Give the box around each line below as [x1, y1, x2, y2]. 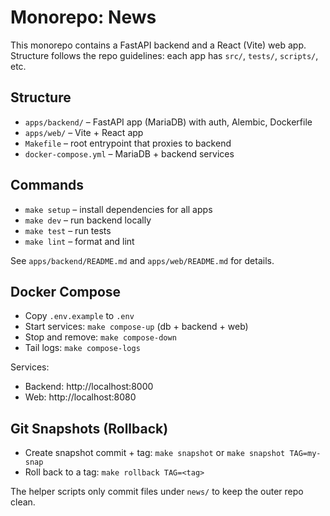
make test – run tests [24, 224, 112, 236]
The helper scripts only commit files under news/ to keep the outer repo [10, 486, 304, 498]
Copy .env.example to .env [24, 310, 135, 322]
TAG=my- [289, 449, 322, 459]
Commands [10, 177, 85, 194]
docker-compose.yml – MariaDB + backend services [24, 147, 235, 160]
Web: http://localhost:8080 [24, 391, 137, 403]
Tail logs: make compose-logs [24, 342, 141, 354]
